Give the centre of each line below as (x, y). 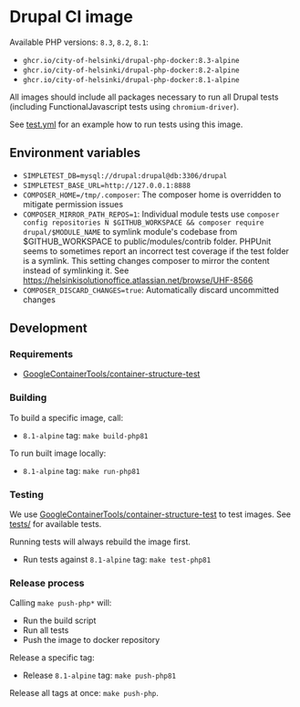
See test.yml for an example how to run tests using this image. (126, 124)
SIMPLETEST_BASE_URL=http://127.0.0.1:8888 (107, 185)
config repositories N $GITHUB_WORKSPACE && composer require (143, 222)
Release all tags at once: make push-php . (84, 693)
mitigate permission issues (73, 204)
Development (49, 328)
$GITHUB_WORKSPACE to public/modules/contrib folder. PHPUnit (147, 241)
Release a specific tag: (52, 658)
